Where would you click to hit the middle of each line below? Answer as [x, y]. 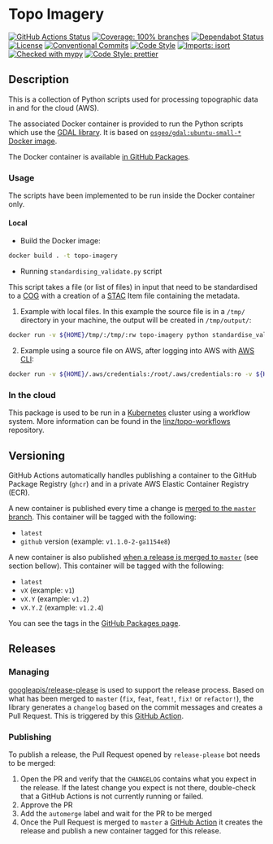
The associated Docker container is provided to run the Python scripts [126, 124]
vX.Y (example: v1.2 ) [54, 598]
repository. [26, 430]
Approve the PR [46, 805]
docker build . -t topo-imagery [63, 256]
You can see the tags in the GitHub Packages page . [95, 623]
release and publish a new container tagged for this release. [121, 830]
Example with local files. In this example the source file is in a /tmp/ [132, 312]
